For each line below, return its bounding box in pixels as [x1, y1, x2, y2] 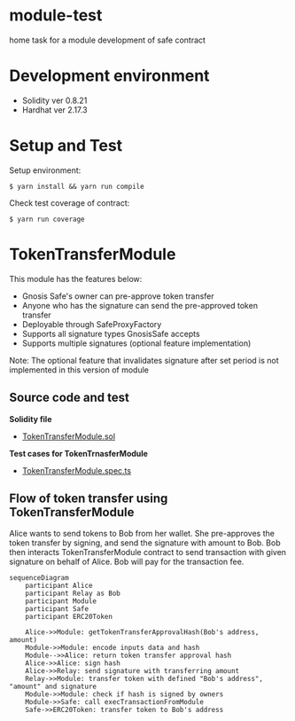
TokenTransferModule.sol [21, 431, 116, 442]
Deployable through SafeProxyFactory [21, 318, 162, 329]
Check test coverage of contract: [9, 197, 130, 208]
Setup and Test [9, 136, 123, 156]
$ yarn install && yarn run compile [9, 182, 144, 191]
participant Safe [25, 605, 89, 614]
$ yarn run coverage [9, 215, 86, 223]
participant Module [25, 597, 97, 606]
